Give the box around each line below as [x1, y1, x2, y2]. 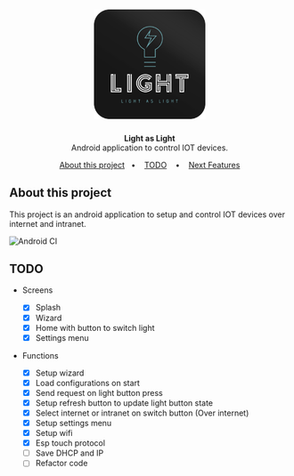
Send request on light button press [35, 387, 163, 398]
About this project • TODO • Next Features [59, 159, 241, 170]
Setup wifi [35, 428, 73, 439]
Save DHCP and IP [35, 448, 104, 458]
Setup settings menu [35, 418, 112, 428]
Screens [21, 285, 53, 295]
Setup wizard [35, 367, 85, 378]
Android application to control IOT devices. [70, 142, 229, 153]
